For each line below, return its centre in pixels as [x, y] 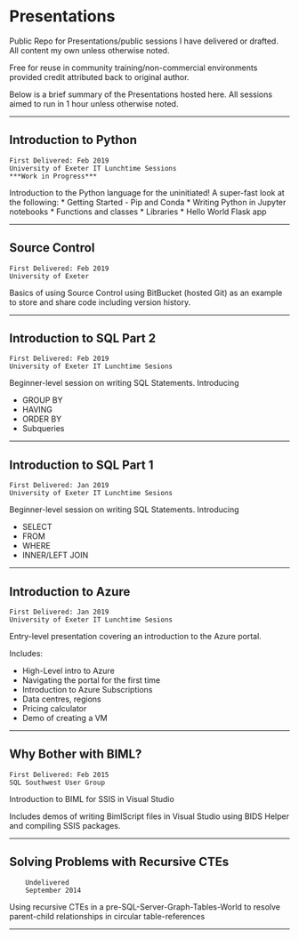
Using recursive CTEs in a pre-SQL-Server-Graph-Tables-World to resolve [145, 907]
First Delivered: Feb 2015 [59, 774]
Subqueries [43, 429]
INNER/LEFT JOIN [55, 555]
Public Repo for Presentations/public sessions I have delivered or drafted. [144, 41]
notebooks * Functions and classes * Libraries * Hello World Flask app [138, 212]
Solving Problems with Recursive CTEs [119, 862]
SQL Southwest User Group [57, 782]
